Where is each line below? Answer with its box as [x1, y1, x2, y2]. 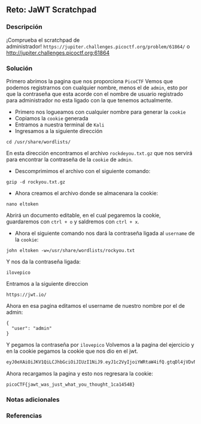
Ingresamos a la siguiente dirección [14, 127, 103, 134]
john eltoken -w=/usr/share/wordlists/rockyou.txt [6, 247, 135, 253]
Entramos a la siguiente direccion [6, 280, 89, 287]
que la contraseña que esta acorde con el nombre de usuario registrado [6, 90, 184, 98]
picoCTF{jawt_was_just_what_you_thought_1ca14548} [6, 381, 135, 387]
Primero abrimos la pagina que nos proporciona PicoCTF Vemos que [6, 77, 173, 84]
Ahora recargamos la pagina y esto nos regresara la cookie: [6, 370, 154, 377]
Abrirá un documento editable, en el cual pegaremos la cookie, [6, 211, 161, 219]
